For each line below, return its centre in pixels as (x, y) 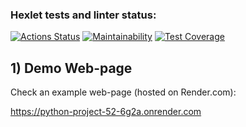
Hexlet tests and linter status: (83, 15)
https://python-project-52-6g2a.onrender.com (106, 112)
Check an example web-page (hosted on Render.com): (123, 92)
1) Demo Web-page (71, 68)
